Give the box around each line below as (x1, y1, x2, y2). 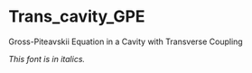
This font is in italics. (8, 53, 86, 64)
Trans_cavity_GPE (8, 6, 145, 27)
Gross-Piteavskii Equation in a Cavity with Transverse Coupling (8, 36, 243, 47)
